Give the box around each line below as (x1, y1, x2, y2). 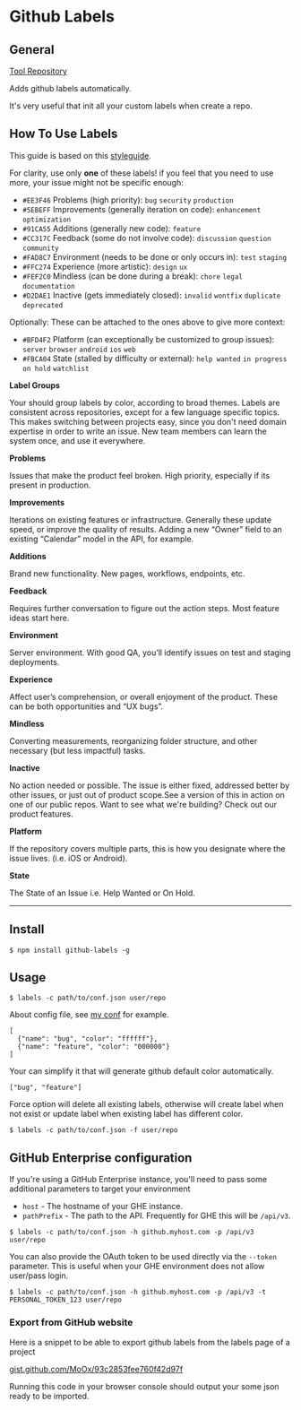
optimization (21, 215, 72, 224)
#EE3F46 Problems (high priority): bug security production (21, 195, 235, 205)
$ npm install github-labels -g (9, 946, 130, 955)
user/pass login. (9, 1270, 69, 1281)
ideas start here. (9, 612, 70, 623)
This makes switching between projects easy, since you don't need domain (9, 416, 287, 427)
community (21, 244, 60, 253)
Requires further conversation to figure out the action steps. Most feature (9, 602, 280, 613)
